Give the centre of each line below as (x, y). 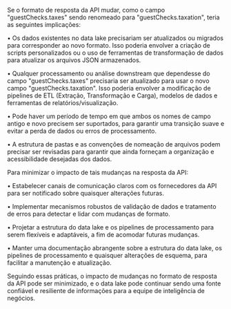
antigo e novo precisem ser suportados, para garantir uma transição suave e (116, 123)
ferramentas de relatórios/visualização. (63, 103)
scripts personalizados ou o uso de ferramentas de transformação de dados (115, 53)
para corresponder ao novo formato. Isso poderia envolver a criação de (109, 45)
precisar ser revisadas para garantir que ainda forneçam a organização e (111, 152)
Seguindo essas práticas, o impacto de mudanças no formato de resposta (112, 276)
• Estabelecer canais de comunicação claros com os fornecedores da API (112, 186)
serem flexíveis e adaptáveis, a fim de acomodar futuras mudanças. (103, 235)
